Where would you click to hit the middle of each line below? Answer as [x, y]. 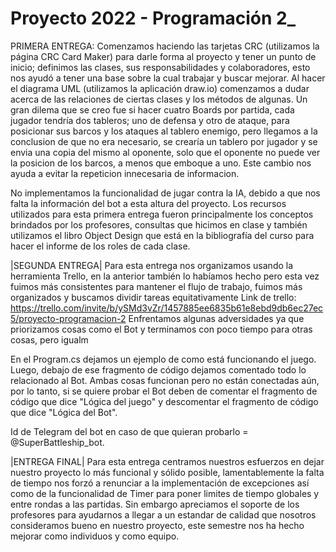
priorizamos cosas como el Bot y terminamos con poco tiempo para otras [161, 329]
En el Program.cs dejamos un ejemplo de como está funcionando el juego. [163, 359]
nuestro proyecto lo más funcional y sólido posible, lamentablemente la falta [167, 472]
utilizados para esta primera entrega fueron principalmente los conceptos [162, 214]
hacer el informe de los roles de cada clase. [100, 246]
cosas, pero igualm [49, 339]
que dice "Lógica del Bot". [64, 412]
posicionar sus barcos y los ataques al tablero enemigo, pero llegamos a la [164, 131]
